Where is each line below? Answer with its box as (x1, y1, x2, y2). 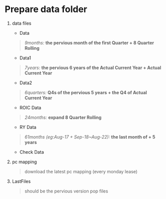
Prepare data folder (5, 4, 88, 15)
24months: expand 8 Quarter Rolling (24, 114, 102, 120)
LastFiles (12, 178, 31, 184)
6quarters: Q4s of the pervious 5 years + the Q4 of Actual (24, 89, 147, 95)
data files (12, 20, 32, 26)
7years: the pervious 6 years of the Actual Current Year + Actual (24, 64, 161, 71)
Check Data (19, 149, 44, 155)
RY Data (19, 124, 37, 130)
